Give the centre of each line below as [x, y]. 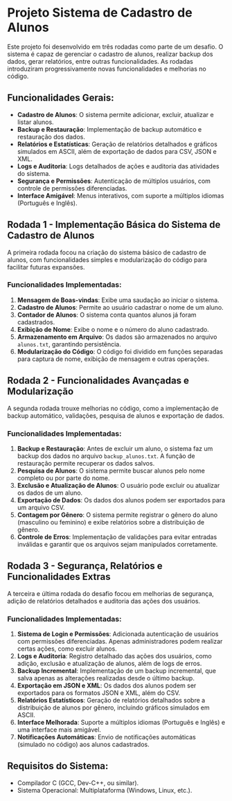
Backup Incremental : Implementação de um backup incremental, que [117, 671]
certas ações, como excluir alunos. [67, 649]
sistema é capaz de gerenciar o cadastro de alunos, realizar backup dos [110, 54]
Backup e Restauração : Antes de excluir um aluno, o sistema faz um [115, 448]
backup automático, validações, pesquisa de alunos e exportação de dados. [116, 415]
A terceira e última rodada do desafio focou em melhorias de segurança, [111, 593]
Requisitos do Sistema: [58, 766]
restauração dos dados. [51, 137]
